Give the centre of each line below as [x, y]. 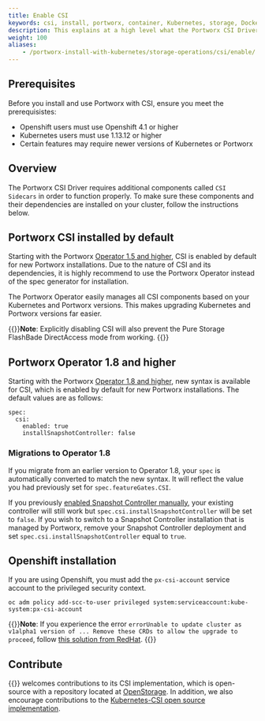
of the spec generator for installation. [69, 282]
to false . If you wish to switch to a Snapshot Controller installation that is [126, 519]
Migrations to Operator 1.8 [60, 453]
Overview [33, 169]
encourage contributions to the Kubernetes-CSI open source [107, 700]
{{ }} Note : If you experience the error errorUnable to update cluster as [125, 624]
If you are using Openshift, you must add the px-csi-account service [119, 580]
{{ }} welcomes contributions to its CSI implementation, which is [111, 683]
